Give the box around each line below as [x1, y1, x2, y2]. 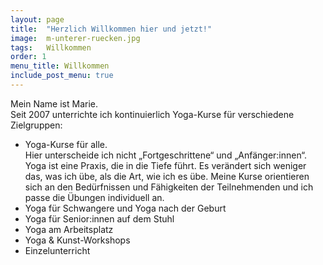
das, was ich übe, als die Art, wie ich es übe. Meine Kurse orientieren [24, 170, 310, 182]
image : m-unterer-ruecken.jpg [10, 33, 141, 43]
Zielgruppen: [10, 119, 63, 131]
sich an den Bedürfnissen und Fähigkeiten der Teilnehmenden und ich [24, 181, 314, 193]
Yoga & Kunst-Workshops [24, 234, 131, 246]
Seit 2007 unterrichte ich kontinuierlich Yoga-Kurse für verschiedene [10, 108, 295, 120]
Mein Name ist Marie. [10, 97, 98, 110]
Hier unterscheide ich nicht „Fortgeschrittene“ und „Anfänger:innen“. [24, 149, 308, 161]
